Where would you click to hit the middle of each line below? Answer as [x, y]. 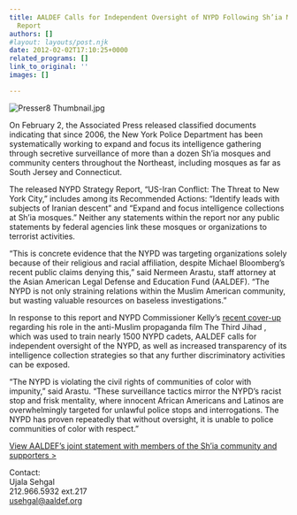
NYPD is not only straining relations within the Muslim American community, [147, 291]
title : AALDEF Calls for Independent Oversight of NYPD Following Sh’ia [146, 17]
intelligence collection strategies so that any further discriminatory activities [147, 355]
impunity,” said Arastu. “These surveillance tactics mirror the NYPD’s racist [145, 391]
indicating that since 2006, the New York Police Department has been [136, 135]
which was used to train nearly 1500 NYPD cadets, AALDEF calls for [133, 336]
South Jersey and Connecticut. [65, 172]
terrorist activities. [42, 236]
